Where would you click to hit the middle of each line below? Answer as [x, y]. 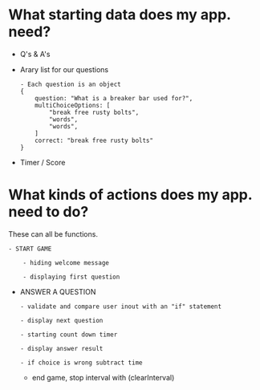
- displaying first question [71, 277]
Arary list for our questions [64, 69]
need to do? [49, 212]
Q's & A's [35, 54]
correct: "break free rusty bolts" [94, 140]
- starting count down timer [69, 335]
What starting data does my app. [120, 15]
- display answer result [61, 348]
